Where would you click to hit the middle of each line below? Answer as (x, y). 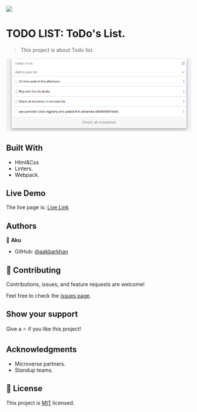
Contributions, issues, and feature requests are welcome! (76, 284)
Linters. (24, 169)
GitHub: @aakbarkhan (41, 252)
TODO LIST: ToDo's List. (66, 34)
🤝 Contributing (34, 270)
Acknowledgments (42, 350)
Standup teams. (34, 370)
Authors (21, 226)
